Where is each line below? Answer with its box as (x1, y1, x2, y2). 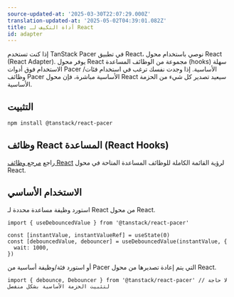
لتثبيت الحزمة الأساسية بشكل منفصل (7, 283, 110, 290)
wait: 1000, (14, 244, 50, 251)
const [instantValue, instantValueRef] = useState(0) (7, 231, 171, 239)
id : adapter (7, 30, 43, 38)
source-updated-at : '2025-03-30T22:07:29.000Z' (7, 10, 151, 18)
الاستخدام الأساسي (7, 187, 83, 199)
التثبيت (7, 100, 34, 113)
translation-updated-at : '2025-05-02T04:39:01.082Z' (7, 17, 167, 24)
